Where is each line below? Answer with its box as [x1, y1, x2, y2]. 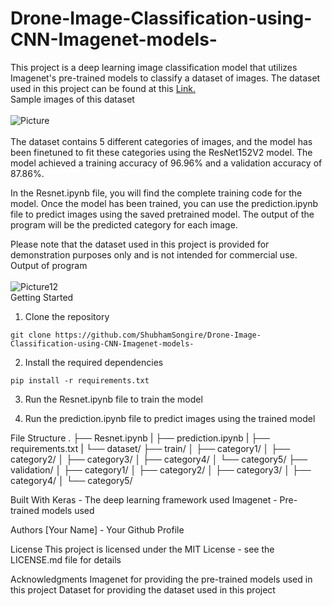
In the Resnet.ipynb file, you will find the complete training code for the [10, 187, 303, 199]
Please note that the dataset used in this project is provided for [10, 238, 270, 250]
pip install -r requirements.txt [10, 375, 150, 386]
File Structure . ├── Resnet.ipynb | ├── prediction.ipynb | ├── [10, 432, 271, 444]
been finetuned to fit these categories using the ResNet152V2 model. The [10, 146, 313, 158]
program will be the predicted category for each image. [10, 218, 238, 231]
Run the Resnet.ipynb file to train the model [24, 393, 203, 405]
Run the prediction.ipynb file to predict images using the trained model [24, 412, 316, 424]
